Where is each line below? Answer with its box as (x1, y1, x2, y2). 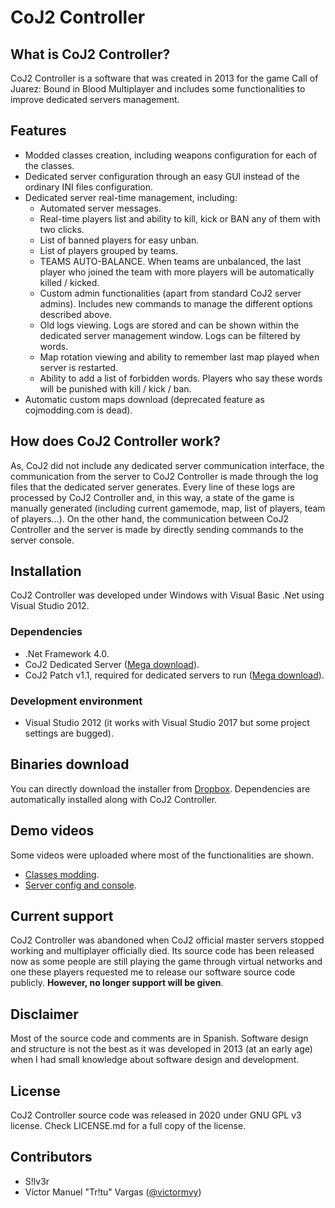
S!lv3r (24, 1175, 50, 1187)
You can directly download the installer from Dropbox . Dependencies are (10, 782, 311, 795)
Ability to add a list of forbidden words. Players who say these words (39, 372, 323, 384)
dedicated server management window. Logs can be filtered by (39, 329, 301, 341)
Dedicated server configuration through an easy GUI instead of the (24, 170, 301, 182)
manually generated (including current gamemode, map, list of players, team (10, 502, 326, 514)
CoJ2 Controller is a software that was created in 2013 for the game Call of (10, 72, 319, 84)
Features (10, 122, 67, 140)
